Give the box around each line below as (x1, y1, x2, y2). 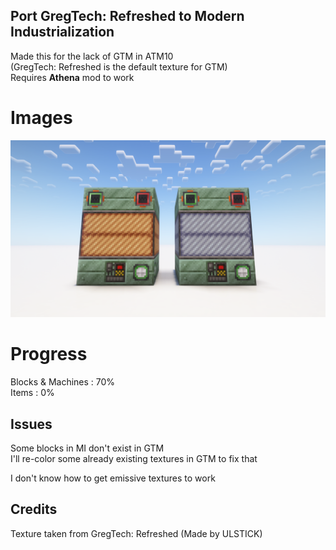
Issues (10, 415, 53, 433)
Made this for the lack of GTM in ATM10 (10, 50, 174, 62)
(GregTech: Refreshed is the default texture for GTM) (10, 60, 228, 73)
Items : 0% (10, 387, 55, 399)
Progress (10, 343, 88, 366)
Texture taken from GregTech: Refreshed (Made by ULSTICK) (10, 527, 263, 539)
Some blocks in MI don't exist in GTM (10, 442, 165, 454)
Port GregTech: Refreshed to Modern (10, 8, 245, 25)
